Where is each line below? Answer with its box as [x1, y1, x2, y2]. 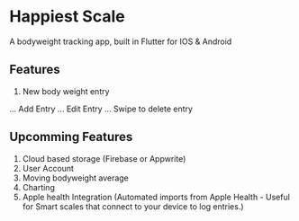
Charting [22, 181, 56, 192]
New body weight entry [22, 85, 110, 96]
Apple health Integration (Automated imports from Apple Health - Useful [22, 191, 291, 202]
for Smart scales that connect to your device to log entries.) [22, 200, 245, 212]
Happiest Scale [9, 6, 125, 27]
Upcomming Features [9, 129, 133, 145]
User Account [22, 163, 75, 173]
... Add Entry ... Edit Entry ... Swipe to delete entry [9, 103, 194, 114]
